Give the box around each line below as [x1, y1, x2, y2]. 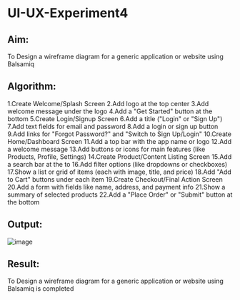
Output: [7, 219, 43, 231]
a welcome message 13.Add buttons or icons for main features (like [7, 145, 206, 153]
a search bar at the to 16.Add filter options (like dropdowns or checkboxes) [7, 160, 228, 168]
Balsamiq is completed [7, 284, 74, 293]
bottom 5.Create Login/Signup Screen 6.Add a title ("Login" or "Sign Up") [7, 114, 223, 123]
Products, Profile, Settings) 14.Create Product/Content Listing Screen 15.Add [7, 152, 232, 161]
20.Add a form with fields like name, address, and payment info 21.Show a [7, 182, 226, 191]
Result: [7, 258, 40, 270]
